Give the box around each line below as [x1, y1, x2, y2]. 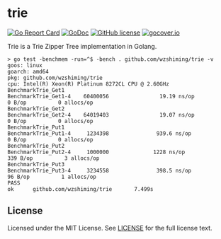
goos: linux [7, 62, 42, 69]
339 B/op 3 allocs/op [7, 154, 100, 162]
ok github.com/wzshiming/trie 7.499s [7, 185, 154, 192]
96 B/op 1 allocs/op [7, 173, 97, 180]
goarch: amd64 [7, 68, 50, 75]
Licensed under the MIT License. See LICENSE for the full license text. [7, 223, 212, 232]
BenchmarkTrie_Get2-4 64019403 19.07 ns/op [7, 111, 195, 118]
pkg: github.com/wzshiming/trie [7, 74, 103, 81]
